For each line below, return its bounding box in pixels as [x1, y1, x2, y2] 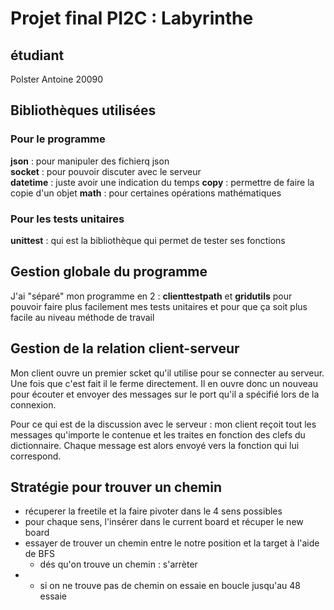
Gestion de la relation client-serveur [10, 340, 240, 357]
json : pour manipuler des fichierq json [10, 155, 170, 167]
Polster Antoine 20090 [10, 73, 104, 85]
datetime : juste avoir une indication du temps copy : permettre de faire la [10, 176, 315, 188]
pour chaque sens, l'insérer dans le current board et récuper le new [24, 516, 304, 528]
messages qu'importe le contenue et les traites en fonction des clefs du [10, 428, 306, 441]
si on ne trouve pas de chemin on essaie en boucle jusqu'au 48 [39, 580, 302, 592]
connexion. [10, 398, 57, 411]
